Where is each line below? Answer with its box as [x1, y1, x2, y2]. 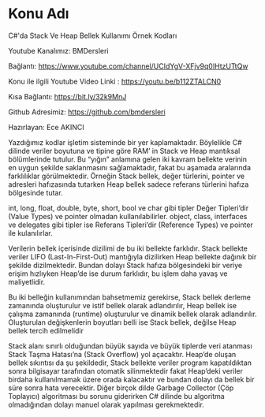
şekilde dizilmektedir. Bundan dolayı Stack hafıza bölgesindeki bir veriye [8, 260, 243, 270]
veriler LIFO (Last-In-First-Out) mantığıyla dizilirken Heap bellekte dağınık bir [8, 251, 257, 261]
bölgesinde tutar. [8, 188, 63, 197]
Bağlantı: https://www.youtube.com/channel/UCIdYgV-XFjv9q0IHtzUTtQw [8, 61, 248, 71]
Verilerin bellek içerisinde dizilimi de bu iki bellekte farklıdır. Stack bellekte [8, 244, 248, 253]
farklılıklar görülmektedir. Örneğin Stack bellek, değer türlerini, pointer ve [8, 171, 245, 181]
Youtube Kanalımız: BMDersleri [8, 46, 109, 55]
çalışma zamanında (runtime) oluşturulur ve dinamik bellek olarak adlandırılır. [8, 309, 257, 318]
